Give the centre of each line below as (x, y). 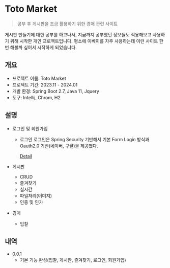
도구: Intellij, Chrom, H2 (36, 97)
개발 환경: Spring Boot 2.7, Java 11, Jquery (56, 91)
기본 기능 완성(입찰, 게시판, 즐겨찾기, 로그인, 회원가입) (73, 260)
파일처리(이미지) (36, 195)
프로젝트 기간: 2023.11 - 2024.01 (45, 84)
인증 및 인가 (31, 202)
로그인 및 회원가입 (30, 128)
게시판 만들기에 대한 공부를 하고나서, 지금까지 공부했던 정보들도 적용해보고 (78, 34)
